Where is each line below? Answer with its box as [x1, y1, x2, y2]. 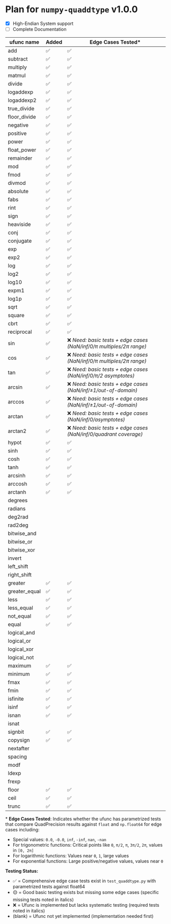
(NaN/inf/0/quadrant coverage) [67, 431, 143, 438]
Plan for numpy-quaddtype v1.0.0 [5, 4, 138, 15]
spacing [8, 753, 27, 760]
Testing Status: [5, 868, 39, 874]
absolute [8, 188, 29, 195]
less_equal [8, 604, 33, 612]
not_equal [8, 613, 32, 620]
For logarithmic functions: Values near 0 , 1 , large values [12, 853, 129, 859]
